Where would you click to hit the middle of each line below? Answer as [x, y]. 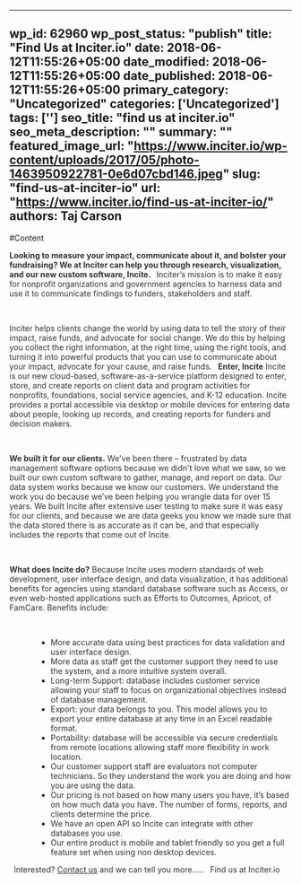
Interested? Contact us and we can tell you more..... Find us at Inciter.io [146, 869]
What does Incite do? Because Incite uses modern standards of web [137, 569]
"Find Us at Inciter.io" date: [87, 48]
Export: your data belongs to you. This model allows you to [159, 709]
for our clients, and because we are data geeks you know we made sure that [150, 515]
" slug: [242, 175]
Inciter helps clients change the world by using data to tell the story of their [148, 328]
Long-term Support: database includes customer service [155, 680]
